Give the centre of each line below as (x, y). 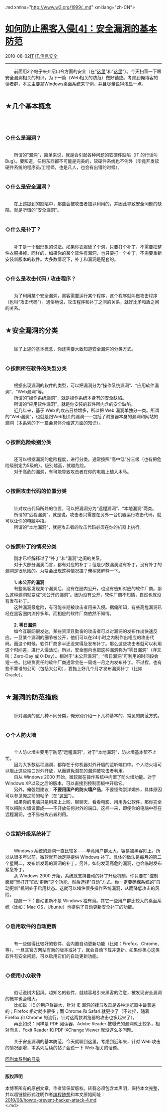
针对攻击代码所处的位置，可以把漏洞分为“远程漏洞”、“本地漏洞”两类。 (85, 508)
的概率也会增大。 (23, 998)
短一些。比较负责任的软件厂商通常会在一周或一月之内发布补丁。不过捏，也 (81, 662)
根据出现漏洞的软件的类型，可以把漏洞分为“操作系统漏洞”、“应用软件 (84, 385)
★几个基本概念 (28, 106)
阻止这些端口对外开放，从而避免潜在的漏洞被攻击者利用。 (68, 771)
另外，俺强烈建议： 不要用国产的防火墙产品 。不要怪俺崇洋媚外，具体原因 (88, 790)
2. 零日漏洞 (25, 625)
